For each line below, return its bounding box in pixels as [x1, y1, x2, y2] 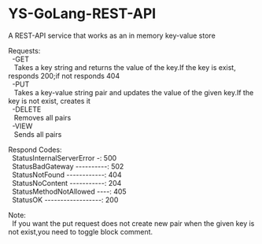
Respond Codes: [8, 145, 62, 154]
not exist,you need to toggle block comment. [8, 227, 153, 236]
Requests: [8, 46, 41, 55]
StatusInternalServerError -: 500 [11, 153, 117, 162]
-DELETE [11, 104, 42, 114]
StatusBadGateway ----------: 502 [11, 161, 124, 171]
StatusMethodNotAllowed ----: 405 [11, 187, 127, 196]
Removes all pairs [13, 113, 72, 122]
